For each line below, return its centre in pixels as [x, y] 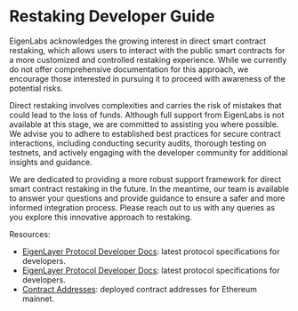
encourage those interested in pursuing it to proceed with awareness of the [148, 78]
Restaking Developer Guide [112, 16]
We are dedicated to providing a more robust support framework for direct [145, 179]
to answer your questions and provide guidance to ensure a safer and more [147, 198]
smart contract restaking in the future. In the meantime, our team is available [149, 188]
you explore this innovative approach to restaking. [101, 217]
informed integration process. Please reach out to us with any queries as [142, 207]
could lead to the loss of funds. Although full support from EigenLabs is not [147, 115]
